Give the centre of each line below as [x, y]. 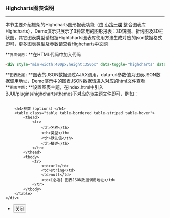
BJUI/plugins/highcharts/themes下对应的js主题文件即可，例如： [72, 94]
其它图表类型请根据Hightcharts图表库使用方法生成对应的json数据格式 [91, 38]
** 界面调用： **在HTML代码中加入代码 [43, 55]
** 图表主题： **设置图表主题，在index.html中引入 [54, 87]
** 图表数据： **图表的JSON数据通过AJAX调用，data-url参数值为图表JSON [81, 75]
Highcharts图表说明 [30, 8]
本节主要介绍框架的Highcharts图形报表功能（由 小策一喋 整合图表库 [75, 25]
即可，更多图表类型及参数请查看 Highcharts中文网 [57, 44]
